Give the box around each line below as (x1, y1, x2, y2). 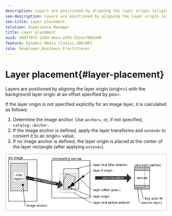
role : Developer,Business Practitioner (5, 46, 91, 51)
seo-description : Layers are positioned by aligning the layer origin (5, 13, 159, 19)
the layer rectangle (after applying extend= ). (12, 143, 105, 149)
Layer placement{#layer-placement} (5, 69, 165, 80)
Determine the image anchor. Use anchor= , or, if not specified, (12, 116, 143, 122)
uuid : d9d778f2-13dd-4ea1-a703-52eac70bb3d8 (5, 35, 102, 40)
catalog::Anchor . (12, 122, 49, 128)
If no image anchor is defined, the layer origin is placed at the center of (12, 138, 163, 144)
